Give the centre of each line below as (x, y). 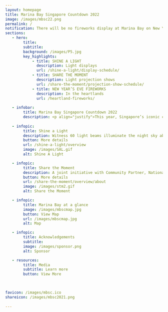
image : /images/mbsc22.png (33, 19)
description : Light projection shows (76, 80)
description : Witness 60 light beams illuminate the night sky (90, 136)
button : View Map (41, 214)
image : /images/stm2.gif (49, 187)
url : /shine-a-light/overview (54, 145)
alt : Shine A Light (43, 154)
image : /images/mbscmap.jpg (52, 209)
